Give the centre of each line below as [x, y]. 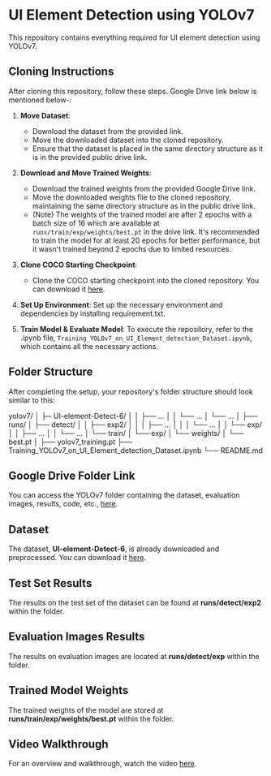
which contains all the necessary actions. [89, 346]
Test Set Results [50, 583]
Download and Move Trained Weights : [86, 173]
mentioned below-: [40, 100]
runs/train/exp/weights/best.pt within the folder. [91, 718]
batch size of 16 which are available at [96, 223]
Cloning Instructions [61, 72]
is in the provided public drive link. [90, 157]
